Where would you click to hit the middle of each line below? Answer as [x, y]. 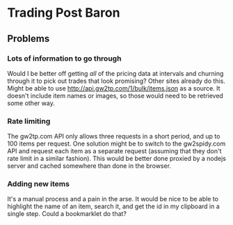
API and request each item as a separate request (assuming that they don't [114, 151]
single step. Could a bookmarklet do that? [67, 214]
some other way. [31, 103]
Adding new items [38, 184]
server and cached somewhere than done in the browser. [89, 166]
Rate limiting [29, 121]
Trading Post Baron [64, 13]
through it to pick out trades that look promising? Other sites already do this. [116, 81]
